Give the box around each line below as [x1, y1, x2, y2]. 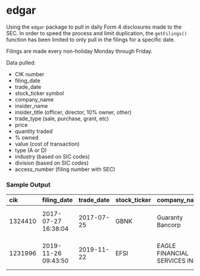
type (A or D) [14, 147, 47, 154]
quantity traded [14, 128, 53, 135]
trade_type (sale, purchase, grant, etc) [14, 114, 109, 122]
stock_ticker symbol [14, 89, 64, 97]
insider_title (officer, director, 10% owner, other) [14, 108, 132, 116]
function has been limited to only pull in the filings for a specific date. [6, 36, 176, 43]
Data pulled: [6, 59, 36, 66]
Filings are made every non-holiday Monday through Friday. [6, 47, 153, 54]
